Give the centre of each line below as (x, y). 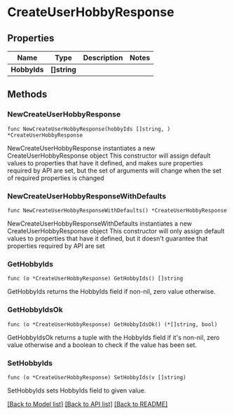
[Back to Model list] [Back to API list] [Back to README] (88, 404)
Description (103, 58)
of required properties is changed (56, 178)
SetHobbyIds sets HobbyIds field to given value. (77, 390)
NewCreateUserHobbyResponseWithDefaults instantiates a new (100, 223)
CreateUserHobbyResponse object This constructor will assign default (109, 156)
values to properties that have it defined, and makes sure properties (105, 163)
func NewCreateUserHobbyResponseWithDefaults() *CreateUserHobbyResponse (117, 210)
